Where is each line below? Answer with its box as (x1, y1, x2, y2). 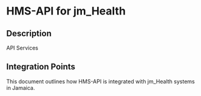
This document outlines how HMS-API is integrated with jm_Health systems (6, 77, 196, 85)
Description (6, 28, 52, 39)
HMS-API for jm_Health (6, 4, 126, 18)
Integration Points (6, 62, 76, 72)
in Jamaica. (6, 84, 35, 91)
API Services (6, 44, 38, 51)
